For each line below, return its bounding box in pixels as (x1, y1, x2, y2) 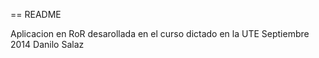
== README (10, 9, 62, 20)
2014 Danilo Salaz (10, 39, 85, 50)
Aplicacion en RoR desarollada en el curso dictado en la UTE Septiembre (10, 28, 310, 39)
